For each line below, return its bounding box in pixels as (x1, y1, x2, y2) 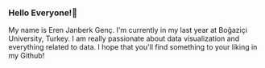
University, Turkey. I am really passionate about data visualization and (8, 34, 240, 43)
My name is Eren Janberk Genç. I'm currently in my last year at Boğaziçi (8, 26, 248, 35)
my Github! (8, 51, 45, 61)
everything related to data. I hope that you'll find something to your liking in (8, 42, 258, 52)
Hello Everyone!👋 (8, 7, 78, 18)
